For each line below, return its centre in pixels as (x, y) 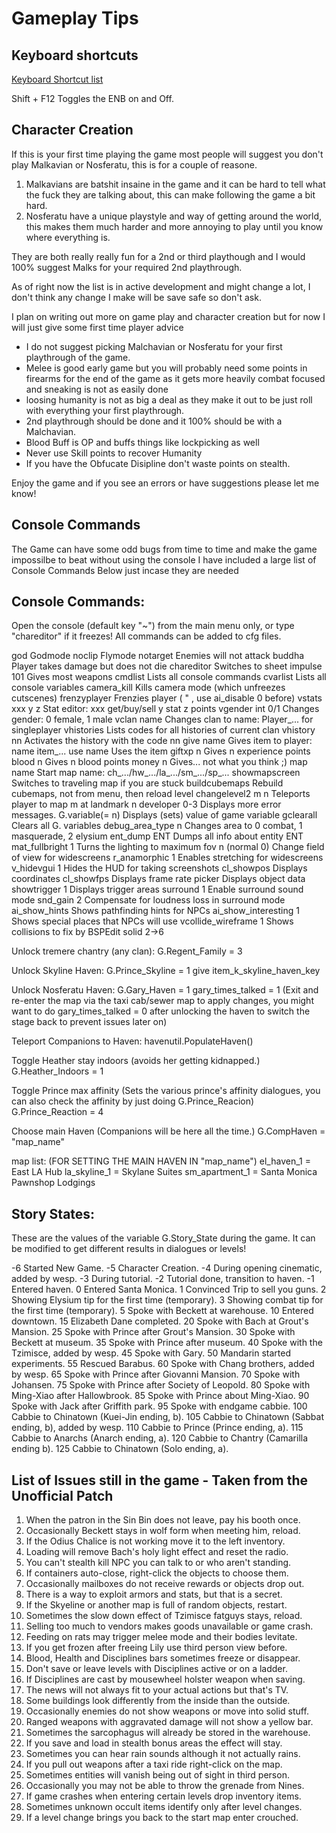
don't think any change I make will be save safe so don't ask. (136, 297)
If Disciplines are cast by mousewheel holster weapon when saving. (165, 1679)
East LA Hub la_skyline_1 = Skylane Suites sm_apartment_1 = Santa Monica (164, 1172)
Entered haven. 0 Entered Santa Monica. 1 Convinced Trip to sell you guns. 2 (169, 1289)
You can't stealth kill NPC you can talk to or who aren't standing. (158, 1563)
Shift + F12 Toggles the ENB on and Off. (92, 98)
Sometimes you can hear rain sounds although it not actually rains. (163, 1754)
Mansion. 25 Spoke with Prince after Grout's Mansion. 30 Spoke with (153, 1332)
